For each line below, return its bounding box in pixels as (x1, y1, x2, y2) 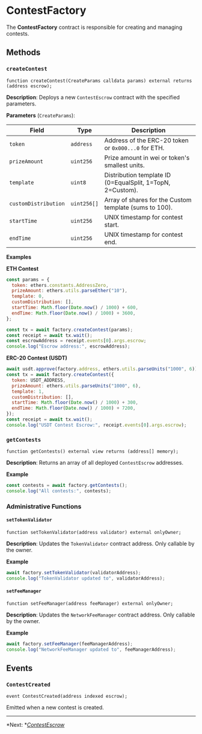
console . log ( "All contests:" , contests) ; (6, 488, 112, 494)
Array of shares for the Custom (104, 195, 192, 204)
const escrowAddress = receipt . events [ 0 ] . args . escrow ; (6, 338, 147, 344)
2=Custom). (104, 186, 138, 194)
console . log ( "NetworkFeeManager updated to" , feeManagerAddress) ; (6, 646, 176, 653)
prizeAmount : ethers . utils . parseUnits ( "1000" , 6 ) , (11, 383, 141, 389)
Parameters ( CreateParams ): (6, 111, 75, 119)
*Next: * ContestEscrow (6, 721, 65, 729)
